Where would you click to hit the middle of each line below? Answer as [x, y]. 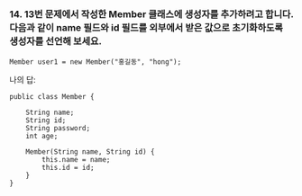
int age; [42, 137]
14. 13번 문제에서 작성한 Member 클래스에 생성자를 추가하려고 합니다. [151, 13]
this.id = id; [68, 168]
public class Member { [52, 97]
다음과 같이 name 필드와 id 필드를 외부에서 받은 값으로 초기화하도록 [146, 27]
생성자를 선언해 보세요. [55, 40]
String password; [58, 129]
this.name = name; [76, 160]
